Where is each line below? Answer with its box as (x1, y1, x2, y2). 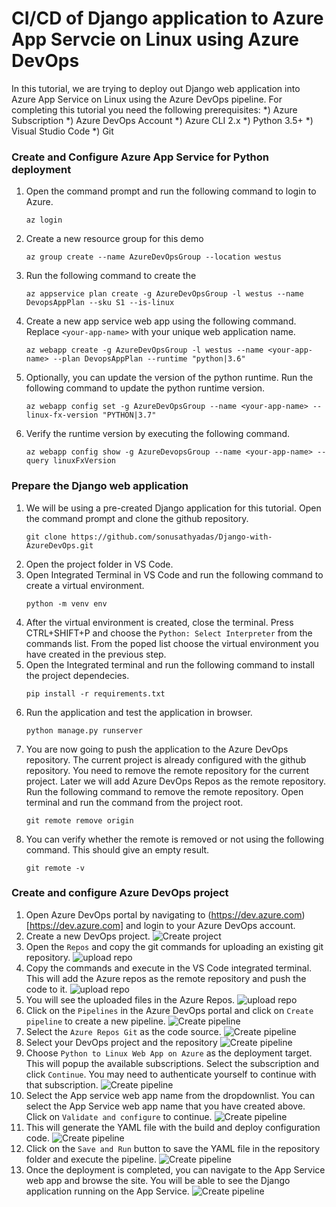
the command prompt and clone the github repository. (25, 512, 249, 524)
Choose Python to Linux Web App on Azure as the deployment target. (25, 1047, 313, 1059)
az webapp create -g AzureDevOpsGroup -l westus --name (25, 345, 264, 356)
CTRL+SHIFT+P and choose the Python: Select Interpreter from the (25, 627, 313, 639)
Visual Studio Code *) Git (11, 125, 114, 137)
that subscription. (25, 1078, 99, 1091)
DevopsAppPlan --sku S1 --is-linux (25, 298, 175, 308)
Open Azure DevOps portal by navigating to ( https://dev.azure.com (25, 908, 303, 921)
